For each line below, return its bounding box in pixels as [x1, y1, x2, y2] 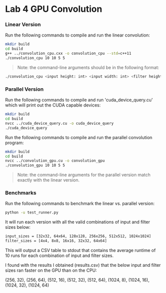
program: [5, 140, 24, 146]
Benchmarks [5, 189, 37, 196]
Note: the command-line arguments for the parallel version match [17, 172, 151, 178]
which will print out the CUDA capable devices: [5, 102, 101, 108]
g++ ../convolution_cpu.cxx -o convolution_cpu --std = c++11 [5, 51, 132, 56]
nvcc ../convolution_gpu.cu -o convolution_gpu [5, 158, 105, 163]
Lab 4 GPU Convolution [5, 3, 102, 15]
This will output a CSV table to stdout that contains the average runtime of [5, 248, 156, 254]
